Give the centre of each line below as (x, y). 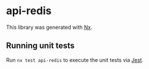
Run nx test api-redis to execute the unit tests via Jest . (75, 60)
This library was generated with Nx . (49, 27)
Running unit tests (40, 46)
